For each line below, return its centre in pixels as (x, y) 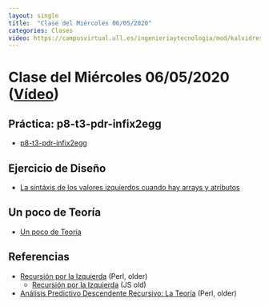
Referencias (39, 257)
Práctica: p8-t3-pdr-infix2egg (85, 123)
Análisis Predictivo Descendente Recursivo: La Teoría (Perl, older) (128, 293)
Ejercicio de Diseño (57, 168)
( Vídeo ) (34, 95)
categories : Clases (41, 30)
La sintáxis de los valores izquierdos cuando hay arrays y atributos (130, 188)
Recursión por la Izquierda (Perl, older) (84, 276)
